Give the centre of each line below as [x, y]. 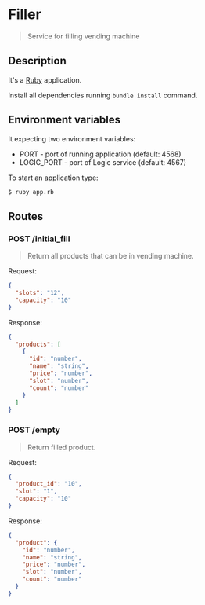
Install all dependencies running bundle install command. [103, 95]
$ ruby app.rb [31, 192]
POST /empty [34, 430]
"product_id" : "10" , [49, 484]
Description [37, 61]
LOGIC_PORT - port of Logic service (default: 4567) [102, 162]
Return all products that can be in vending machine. [110, 256]
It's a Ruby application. [45, 79]
